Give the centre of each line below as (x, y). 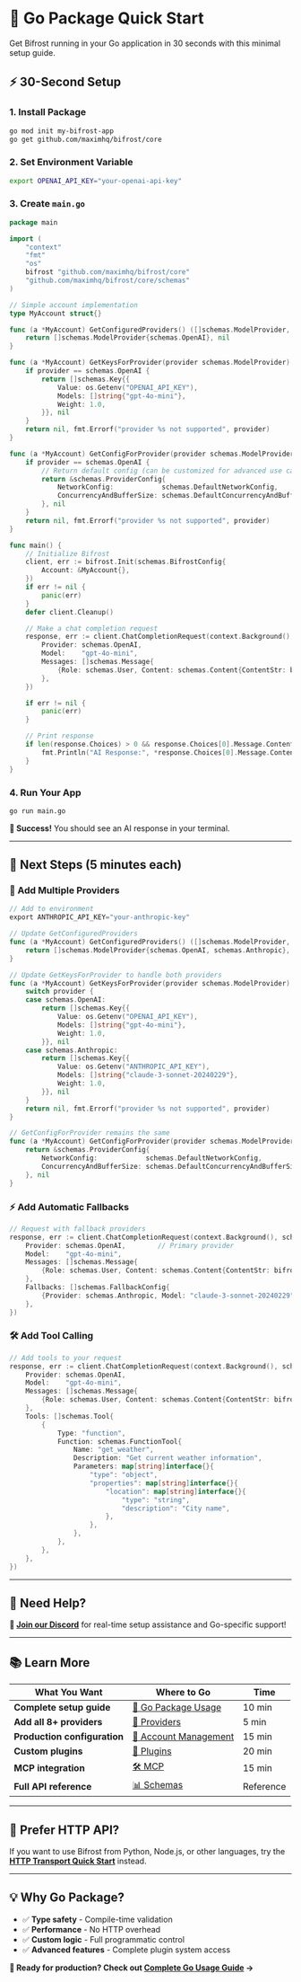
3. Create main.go (47, 204)
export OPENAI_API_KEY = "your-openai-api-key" (95, 181)
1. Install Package (48, 112)
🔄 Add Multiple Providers (64, 890)
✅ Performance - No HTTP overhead (91, 1929)
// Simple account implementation (74, 305)
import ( (26, 239)
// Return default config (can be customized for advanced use (162, 471)
